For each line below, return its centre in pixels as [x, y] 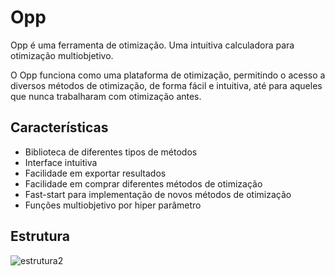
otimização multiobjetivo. [62, 55]
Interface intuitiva [61, 162]
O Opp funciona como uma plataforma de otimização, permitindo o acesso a [168, 75]
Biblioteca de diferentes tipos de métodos [111, 152]
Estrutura [40, 236]
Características [59, 127]
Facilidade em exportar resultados [95, 173]
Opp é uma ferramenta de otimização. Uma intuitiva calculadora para [152, 45]
